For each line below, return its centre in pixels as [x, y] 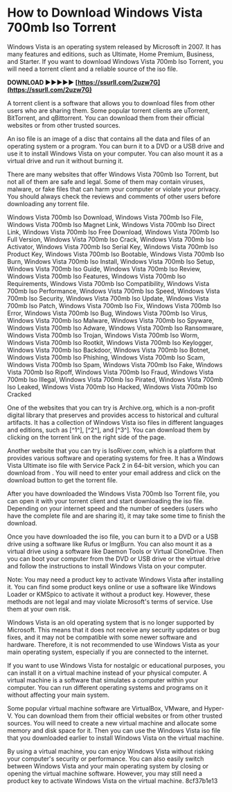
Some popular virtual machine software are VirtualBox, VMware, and [105, 708]
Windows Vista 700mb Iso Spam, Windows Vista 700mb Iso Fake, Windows [115, 364]
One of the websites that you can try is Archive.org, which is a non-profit [111, 407]
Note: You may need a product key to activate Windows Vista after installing [115, 579]
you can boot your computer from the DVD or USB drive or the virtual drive [114, 558]
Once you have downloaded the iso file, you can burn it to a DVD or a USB [113, 537]
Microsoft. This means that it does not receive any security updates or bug [114, 630]
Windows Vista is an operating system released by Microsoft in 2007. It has [114, 47]
